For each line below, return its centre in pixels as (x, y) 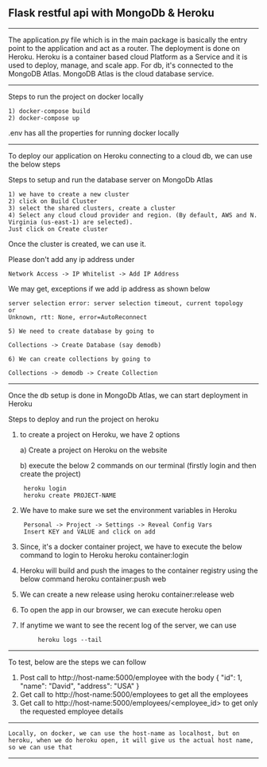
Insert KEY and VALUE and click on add (89, 532)
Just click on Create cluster (58, 229)
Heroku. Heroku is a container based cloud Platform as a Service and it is (128, 57)
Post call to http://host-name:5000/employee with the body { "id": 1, (131, 677)
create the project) (50, 474)
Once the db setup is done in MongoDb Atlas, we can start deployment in (128, 395)
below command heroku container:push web (93, 579)
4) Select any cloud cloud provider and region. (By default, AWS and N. (133, 215)
